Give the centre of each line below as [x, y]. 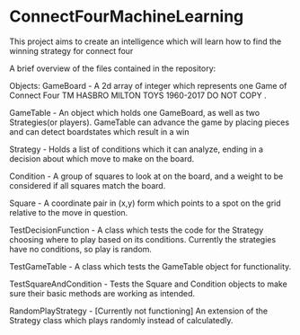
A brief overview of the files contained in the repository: [113, 68]
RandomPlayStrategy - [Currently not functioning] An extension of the [138, 311]
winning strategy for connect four [71, 50]
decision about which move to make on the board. [102, 158]
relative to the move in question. [69, 212]
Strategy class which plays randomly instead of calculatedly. [121, 320]
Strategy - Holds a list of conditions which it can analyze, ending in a [136, 149]
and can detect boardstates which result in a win [99, 131]
